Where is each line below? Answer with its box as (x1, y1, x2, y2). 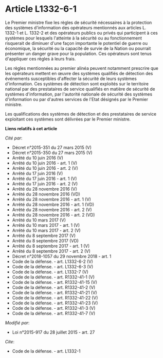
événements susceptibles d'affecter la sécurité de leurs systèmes (5, 76, 137, 81)
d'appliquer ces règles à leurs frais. (5, 56, 76, 61)
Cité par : (5, 135, 23, 141)
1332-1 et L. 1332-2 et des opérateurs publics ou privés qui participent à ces (5, 30, 158, 36)
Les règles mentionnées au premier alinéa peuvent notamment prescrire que (5, 65, 159, 71)
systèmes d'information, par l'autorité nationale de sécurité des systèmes (5, 91, 152, 97)
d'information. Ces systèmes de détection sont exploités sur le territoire (5, 80, 149, 86)
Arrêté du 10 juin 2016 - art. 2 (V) (12, 165, 78, 171)
